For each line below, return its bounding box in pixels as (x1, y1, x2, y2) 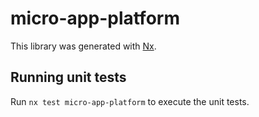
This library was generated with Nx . (10, 40, 157, 52)
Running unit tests (10, 69, 127, 86)
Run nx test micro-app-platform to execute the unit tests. (10, 95, 250, 107)
